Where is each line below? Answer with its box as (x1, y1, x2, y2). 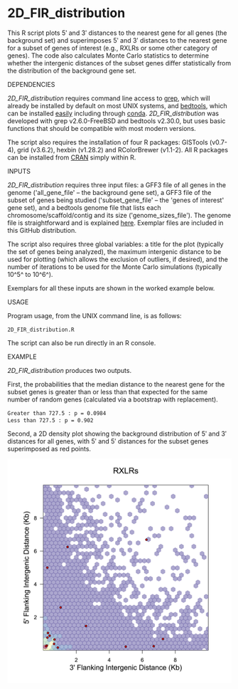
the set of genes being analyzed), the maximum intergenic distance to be (7, 247, 222, 256)
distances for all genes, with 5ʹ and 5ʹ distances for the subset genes (7, 436, 209, 446)
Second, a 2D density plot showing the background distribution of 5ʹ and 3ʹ (7, 429, 227, 438)
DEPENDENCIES (7, 80, 55, 88)
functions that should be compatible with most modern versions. (7, 124, 197, 132)
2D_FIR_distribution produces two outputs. (7, 366, 132, 374)
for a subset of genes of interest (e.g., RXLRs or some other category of (7, 43, 218, 52)
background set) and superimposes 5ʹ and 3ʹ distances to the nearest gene (7, 36, 227, 44)
